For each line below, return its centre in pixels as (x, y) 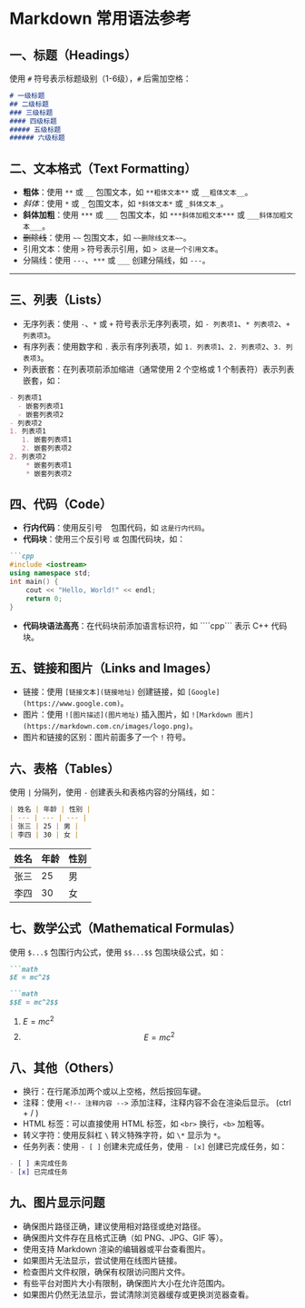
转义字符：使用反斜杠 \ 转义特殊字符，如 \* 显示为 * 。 (124, 1135)
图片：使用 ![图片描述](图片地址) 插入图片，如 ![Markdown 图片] (138, 715)
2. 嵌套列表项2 (47, 449)
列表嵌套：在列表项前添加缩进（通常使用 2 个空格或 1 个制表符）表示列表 (158, 369)
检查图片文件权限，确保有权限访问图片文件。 (106, 1272)
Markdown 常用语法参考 (101, 19)
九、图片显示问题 (57, 1203)
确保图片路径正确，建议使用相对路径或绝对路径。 (114, 1226)
